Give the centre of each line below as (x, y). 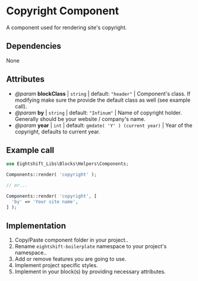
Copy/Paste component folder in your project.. (72, 240)
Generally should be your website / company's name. (80, 119)
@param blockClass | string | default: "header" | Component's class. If (103, 93)
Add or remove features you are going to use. (70, 259)
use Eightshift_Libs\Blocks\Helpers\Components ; (67, 164)
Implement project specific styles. (56, 266)
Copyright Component (63, 11)
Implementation (36, 226)
